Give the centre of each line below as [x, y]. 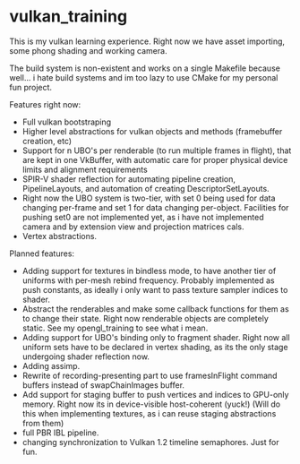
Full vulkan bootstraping [67, 122]
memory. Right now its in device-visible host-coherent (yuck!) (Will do [151, 404]
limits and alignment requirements [85, 169]
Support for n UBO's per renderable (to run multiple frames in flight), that [157, 150]
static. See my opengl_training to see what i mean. [115, 328]
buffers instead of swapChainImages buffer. [103, 385]
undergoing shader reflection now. [86, 357]
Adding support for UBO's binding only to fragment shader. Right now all [156, 337]
